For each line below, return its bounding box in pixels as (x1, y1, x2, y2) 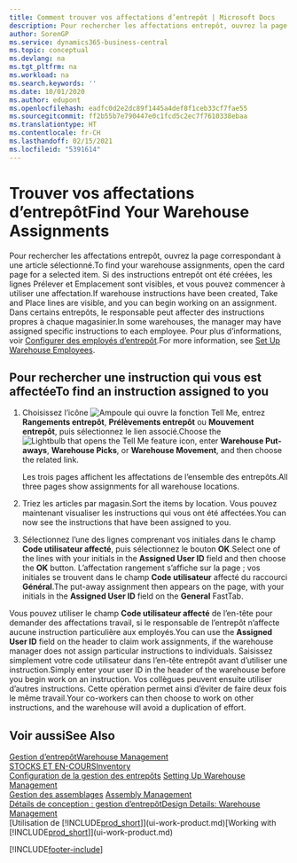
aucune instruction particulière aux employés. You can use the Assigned (9, 627, 273, 638)
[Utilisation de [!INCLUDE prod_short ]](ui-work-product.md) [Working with (9, 818, 277, 828)
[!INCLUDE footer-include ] (9, 844, 104, 855)
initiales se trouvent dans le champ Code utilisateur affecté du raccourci (21, 572, 288, 583)
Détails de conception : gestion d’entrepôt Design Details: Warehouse (9, 799, 261, 810)
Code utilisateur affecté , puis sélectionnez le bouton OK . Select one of (21, 544, 281, 554)
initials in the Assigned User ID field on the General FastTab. (21, 591, 244, 601)
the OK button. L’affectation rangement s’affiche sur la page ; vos (21, 562, 261, 573)
